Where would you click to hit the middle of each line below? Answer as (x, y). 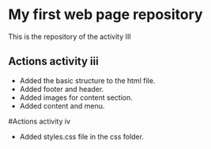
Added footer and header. (62, 89)
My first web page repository (105, 15)
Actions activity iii (53, 61)
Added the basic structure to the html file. (87, 80)
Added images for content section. (76, 97)
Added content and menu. (62, 105)
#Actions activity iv (40, 121)
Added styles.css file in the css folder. (82, 136)
